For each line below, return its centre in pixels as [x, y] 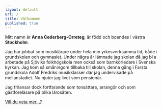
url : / [12, 14]
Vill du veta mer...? [24, 102]
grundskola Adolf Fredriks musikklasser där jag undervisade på [69, 73]
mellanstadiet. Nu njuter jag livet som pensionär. [54, 78]
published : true [22, 23]
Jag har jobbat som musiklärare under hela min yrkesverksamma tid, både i [81, 52]
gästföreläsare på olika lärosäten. [39, 92]
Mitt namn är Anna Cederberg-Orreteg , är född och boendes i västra [75, 37]
